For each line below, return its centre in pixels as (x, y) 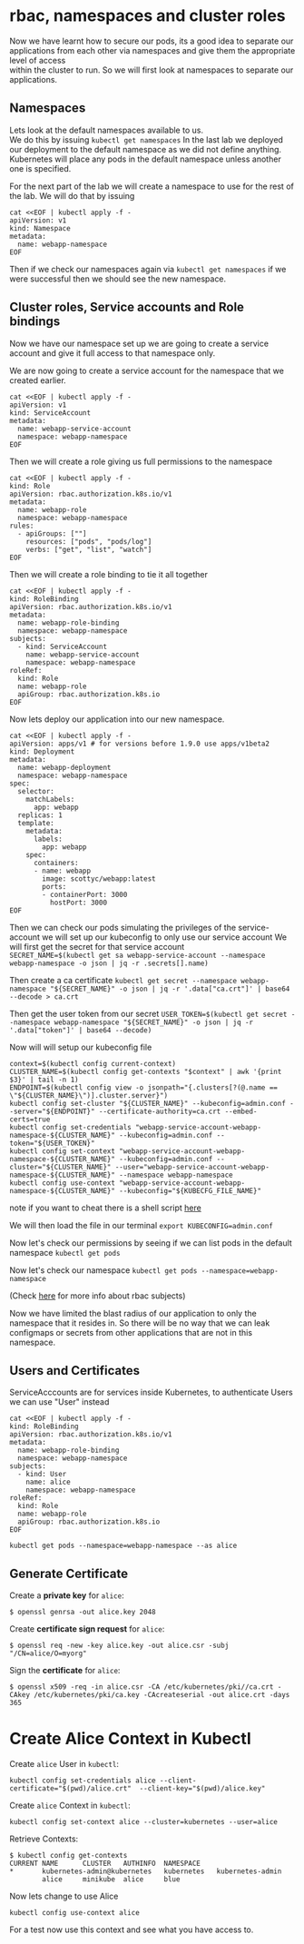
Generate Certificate (69, 1573)
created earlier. (38, 380)
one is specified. (40, 168)
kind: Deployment (42, 751)
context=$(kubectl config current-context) (93, 1063)
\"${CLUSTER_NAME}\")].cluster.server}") (89, 1095)
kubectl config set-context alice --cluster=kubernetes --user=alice (144, 1822)
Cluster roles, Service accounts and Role (127, 307)
